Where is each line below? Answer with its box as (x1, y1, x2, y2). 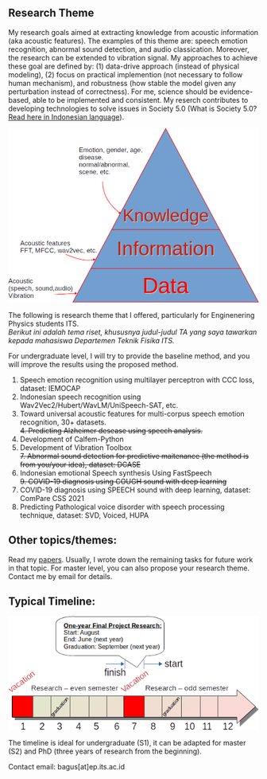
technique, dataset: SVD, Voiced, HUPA (19, 510, 149, 520)
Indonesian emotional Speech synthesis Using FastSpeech (19, 468, 212, 477)
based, (8, 95, 31, 104)
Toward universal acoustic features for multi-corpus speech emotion (19, 409, 245, 418)
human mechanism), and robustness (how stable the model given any (8, 78, 237, 88)
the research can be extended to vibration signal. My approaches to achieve (8, 53, 258, 62)
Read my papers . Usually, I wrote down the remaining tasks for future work (8, 554, 253, 564)
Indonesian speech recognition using (19, 392, 141, 401)
